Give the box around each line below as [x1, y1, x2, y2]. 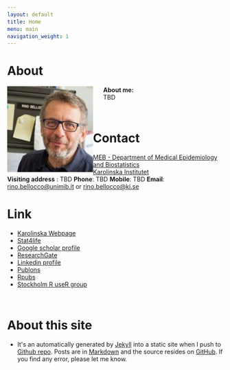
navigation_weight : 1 [7, 33, 69, 40]
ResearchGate [16, 251, 58, 259]
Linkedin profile [16, 258, 62, 267]
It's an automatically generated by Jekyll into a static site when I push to [16, 340, 222, 348]
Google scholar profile [16, 244, 80, 252]
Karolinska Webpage [16, 229, 76, 238]
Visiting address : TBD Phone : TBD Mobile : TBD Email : [7, 175, 165, 183]
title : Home [7, 18, 41, 25]
